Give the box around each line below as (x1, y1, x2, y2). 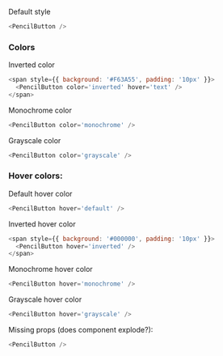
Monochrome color (8, 105, 73, 115)
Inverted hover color (8, 218, 76, 229)
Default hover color (8, 189, 73, 198)
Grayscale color (8, 135, 61, 145)
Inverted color (8, 60, 55, 70)
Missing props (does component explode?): (8, 325, 154, 335)
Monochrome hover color (8, 265, 93, 274)
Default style (8, 7, 51, 16)
